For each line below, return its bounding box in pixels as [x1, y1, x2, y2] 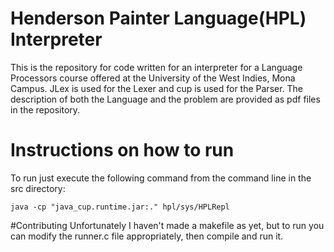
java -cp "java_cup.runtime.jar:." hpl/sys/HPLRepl [10, 202, 230, 212]
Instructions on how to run [10, 139, 235, 162]
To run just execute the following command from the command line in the [10, 172, 312, 184]
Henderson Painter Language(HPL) [10, 7, 307, 30]
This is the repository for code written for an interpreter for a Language [10, 61, 303, 73]
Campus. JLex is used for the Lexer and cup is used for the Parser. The [10, 82, 304, 94]
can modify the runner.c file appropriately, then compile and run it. [10, 230, 284, 242]
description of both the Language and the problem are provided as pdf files [10, 93, 321, 105]
